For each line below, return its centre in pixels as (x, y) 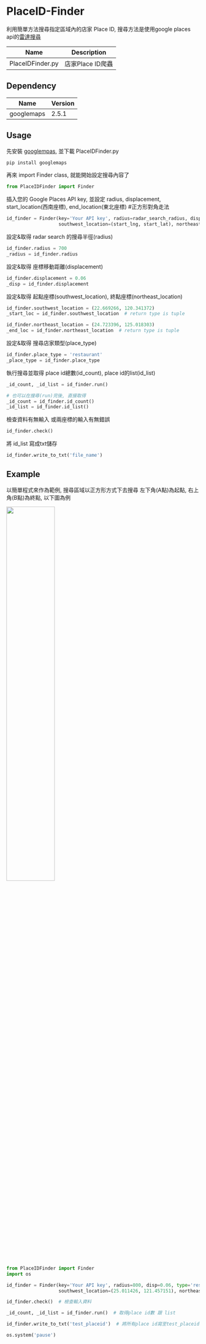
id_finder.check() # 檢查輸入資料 (49, 1302)
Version (63, 103)
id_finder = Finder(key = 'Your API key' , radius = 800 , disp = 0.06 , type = (98, 1285)
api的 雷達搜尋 (24, 37)
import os (19, 1274)
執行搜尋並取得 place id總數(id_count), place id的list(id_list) (81, 373)
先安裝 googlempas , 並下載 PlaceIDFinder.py (63, 151)
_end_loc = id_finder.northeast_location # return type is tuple (93, 331)
